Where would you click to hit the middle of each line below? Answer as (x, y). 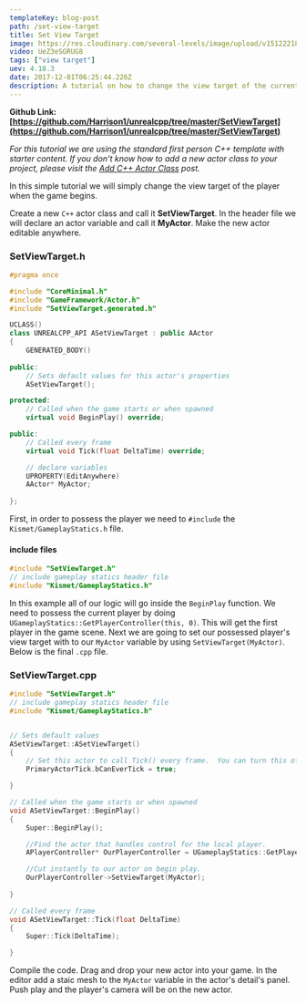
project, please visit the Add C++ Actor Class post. (105, 168)
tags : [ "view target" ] (52, 60)
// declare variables (66, 467)
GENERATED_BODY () (59, 351)
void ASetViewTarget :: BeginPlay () (75, 811)
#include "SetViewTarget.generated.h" (83, 308)
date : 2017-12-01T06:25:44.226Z (71, 78)
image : (22, 43)
